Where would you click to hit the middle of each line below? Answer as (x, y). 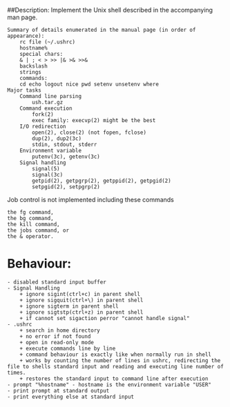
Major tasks (24, 90)
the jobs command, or (38, 230)
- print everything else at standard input (71, 397)
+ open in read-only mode (57, 342)
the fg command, (30, 212)
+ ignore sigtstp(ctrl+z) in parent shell (82, 312)
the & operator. (30, 237)
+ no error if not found (55, 336)
